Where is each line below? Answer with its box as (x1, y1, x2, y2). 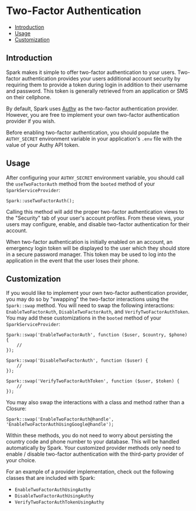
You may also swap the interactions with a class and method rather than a (6, 399, 185, 406)
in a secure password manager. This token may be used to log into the (6, 251, 176, 258)
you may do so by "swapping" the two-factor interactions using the (6, 295, 169, 303)
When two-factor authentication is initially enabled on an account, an (6, 238, 173, 245)
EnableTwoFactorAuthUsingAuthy (14, 487, 92, 493)
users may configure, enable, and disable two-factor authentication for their (6, 220, 190, 227)
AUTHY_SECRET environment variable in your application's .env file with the (6, 135, 182, 142)
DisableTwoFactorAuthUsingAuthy (14, 493, 94, 499)
